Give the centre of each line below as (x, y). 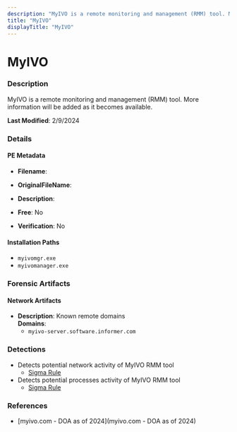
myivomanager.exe (43, 266)
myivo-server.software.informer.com (82, 332)
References (28, 405)
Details (20, 138)
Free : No (30, 212)
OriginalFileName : (44, 185)
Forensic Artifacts (39, 284)
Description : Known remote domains (71, 316)
